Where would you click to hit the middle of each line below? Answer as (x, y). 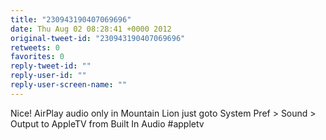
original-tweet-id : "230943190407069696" (98, 38)
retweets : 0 (35, 47)
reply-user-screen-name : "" (69, 85)
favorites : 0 (37, 57)
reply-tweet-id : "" (51, 66)
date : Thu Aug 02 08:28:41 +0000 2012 (91, 29)
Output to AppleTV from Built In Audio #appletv (107, 123)
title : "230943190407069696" (71, 19)
